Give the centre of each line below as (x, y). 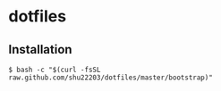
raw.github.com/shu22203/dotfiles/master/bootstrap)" (111, 78)
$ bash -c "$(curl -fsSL (55, 70)
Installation (40, 50)
